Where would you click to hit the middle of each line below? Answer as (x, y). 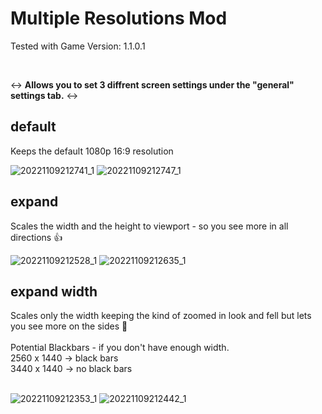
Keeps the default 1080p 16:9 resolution (92, 151)
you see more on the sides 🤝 (69, 326)
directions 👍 (36, 237)
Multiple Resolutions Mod (119, 18)
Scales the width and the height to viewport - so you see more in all (149, 226)
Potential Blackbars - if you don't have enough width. (120, 348)
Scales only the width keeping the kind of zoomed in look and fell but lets (161, 316)
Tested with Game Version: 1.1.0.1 (78, 46)
